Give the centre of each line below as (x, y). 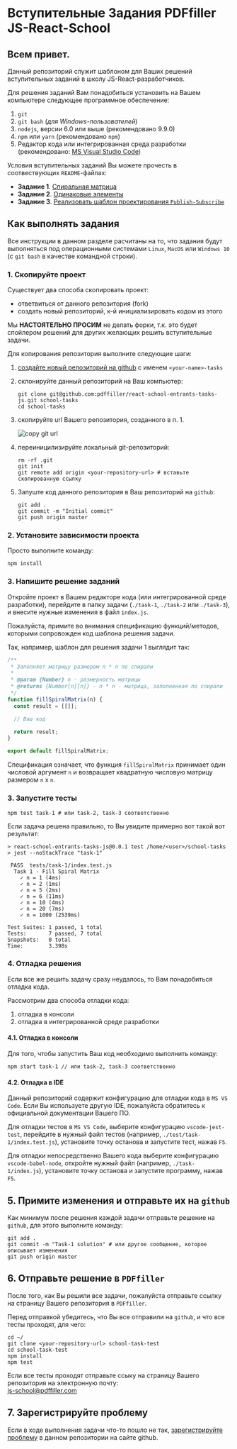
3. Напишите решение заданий (64, 582)
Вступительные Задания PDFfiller (112, 13)
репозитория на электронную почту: (63, 1383)
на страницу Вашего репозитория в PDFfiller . (77, 1303)
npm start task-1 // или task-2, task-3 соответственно (91, 1067)
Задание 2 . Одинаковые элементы (70, 194)
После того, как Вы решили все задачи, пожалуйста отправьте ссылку (115, 1295)
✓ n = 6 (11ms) (42, 896)
